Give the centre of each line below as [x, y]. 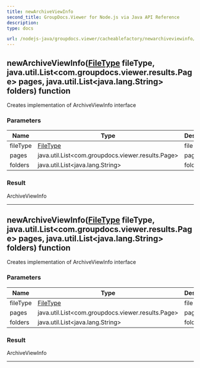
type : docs [20, 28]
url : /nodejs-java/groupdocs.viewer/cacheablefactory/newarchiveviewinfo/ [101, 39]
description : [23, 23]
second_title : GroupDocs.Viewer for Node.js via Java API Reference [93, 17]
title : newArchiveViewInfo [40, 12]
